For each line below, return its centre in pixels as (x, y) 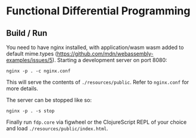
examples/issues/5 (29, 60)
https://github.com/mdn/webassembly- (105, 54)
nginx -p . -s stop (30, 111)
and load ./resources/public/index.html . (57, 128)
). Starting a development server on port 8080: (110, 60)
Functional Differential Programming (98, 11)
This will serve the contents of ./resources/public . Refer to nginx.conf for (98, 82)
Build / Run (27, 33)
